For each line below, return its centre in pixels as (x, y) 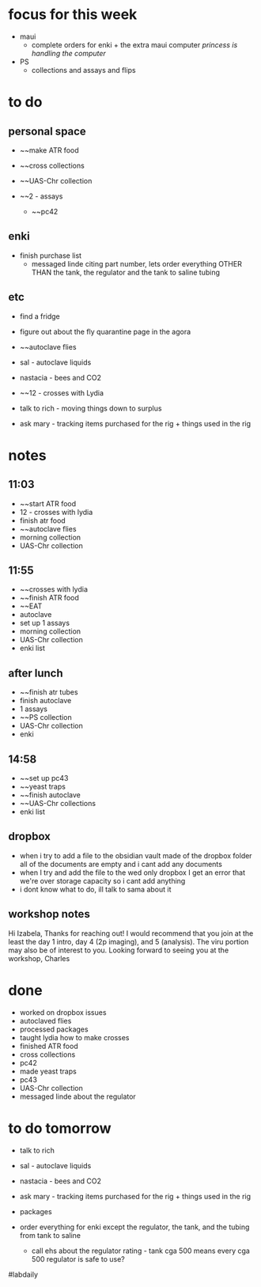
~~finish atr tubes (49, 692)
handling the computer (69, 53)
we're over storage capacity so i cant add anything (102, 880)
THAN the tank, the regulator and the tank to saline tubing (125, 272)
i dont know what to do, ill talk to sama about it (95, 889)
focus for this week (73, 15)
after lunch (36, 673)
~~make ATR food (49, 150)
